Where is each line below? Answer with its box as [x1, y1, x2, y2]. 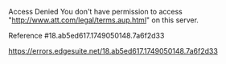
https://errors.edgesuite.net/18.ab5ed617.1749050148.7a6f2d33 [8, 46, 219, 55]
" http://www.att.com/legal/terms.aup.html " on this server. [8, 15, 199, 25]
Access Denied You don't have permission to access [8, 7, 183, 16]
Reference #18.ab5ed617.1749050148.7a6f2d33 [8, 31, 165, 40]
